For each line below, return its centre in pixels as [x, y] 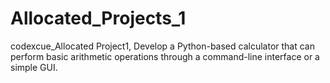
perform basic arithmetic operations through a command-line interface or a [165, 56]
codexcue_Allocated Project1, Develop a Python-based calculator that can [162, 46]
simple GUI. [34, 67]
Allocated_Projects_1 [98, 18]
